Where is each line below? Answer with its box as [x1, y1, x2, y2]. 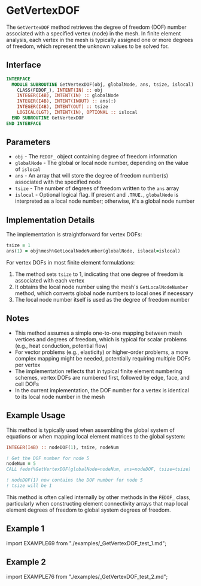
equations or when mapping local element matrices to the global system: [6, 432, 185, 440]
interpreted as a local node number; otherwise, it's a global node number [14, 197, 195, 205]
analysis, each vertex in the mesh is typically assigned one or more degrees [6, 36, 193, 43]
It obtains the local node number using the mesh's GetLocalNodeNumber [14, 283, 188, 290]
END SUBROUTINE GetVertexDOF [11, 115, 84, 121]
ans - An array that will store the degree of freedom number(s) [14, 172, 169, 179]
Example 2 [6, 557, 46, 567]
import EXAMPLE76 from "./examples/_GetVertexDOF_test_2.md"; [6, 573, 168, 580]
